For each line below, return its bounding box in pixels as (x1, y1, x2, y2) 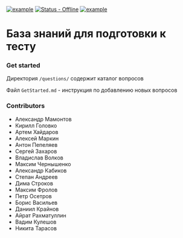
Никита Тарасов (14, 224, 57, 232)
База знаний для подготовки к (6, 27, 166, 40)
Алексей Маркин (14, 135, 59, 142)
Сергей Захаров (14, 147, 57, 155)
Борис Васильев (14, 199, 58, 206)
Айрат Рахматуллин (14, 211, 66, 219)
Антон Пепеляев (14, 141, 58, 148)
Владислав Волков (14, 154, 63, 161)
